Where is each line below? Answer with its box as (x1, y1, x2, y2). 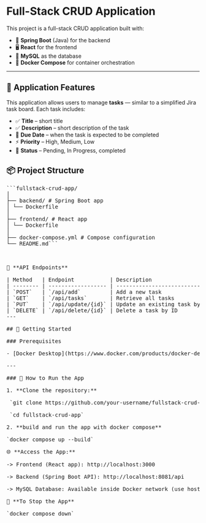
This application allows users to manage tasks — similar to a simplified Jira (6, 98, 196, 106)
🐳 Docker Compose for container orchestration (15, 58, 135, 66)
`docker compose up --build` (6, 436, 94, 443)
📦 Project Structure (6, 165, 85, 176)
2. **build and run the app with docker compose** (6, 423, 162, 431)
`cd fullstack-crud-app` (9, 411, 85, 419)
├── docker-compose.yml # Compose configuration (6, 234, 155, 241)
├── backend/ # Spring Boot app (6, 197, 104, 204)
